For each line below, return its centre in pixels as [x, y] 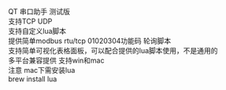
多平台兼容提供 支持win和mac [56, 60]
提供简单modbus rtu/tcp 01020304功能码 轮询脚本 [90, 41]
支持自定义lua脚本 [37, 31]
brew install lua [33, 79]
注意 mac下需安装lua [42, 70]
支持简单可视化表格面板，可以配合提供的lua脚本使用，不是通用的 [113, 50]
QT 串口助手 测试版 [39, 11]
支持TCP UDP [30, 21]
